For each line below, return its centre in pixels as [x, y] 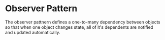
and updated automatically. [33, 32]
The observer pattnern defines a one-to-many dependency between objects [83, 22]
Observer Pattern [41, 9]
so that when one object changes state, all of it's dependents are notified [79, 27]
